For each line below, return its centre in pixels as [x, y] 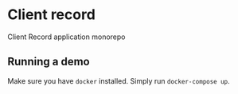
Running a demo [49, 62]
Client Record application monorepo [66, 37]
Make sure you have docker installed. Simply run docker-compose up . [119, 80]
